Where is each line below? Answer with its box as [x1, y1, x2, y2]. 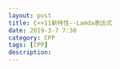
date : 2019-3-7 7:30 [8, 26, 78, 34]
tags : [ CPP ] [8, 41, 48, 49]
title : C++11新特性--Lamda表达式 [8, 19, 113, 27]
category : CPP [8, 33, 56, 42]
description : [8, 48, 52, 56]
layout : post [8, 11, 52, 20]
